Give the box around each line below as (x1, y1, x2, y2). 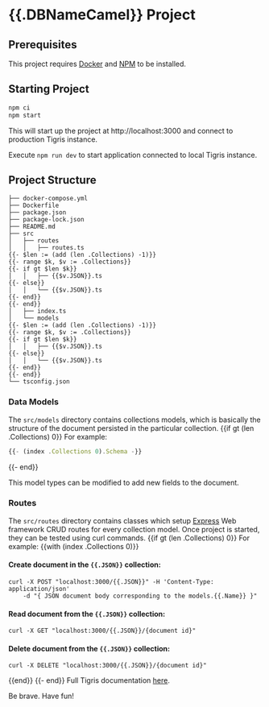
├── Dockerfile (8, 201, 60, 210)
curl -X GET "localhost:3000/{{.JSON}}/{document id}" (8, 626, 197, 635)
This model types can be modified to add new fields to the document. (8, 478, 239, 487)
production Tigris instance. (8, 134, 98, 144)
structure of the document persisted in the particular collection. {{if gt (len (8, 423, 255, 432)
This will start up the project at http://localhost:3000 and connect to (8, 126, 234, 135)
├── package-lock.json (8, 216, 85, 224)
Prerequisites (8, 38, 77, 52)
